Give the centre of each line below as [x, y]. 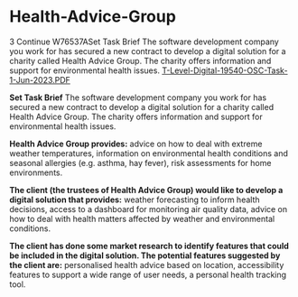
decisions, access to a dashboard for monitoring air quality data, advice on [149, 209]
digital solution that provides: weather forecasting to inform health [135, 200]
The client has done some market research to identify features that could [149, 246]
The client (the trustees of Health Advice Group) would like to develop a [146, 190]
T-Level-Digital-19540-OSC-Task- [225, 70]
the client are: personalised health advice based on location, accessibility [147, 265]
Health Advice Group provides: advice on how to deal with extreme [136, 144]
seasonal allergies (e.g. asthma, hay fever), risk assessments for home [140, 162]
